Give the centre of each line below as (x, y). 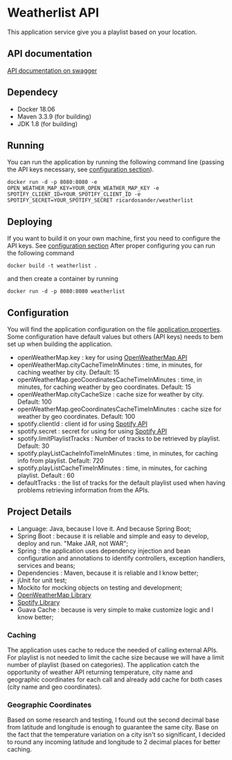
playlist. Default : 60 (46, 475)
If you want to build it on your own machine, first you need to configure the (114, 239)
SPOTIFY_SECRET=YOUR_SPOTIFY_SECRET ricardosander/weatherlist (100, 200)
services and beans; (46, 565)
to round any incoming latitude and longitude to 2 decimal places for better (114, 742)
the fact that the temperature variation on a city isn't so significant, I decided (116, 735)
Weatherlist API (53, 13)
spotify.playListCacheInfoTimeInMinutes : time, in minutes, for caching (117, 453)
